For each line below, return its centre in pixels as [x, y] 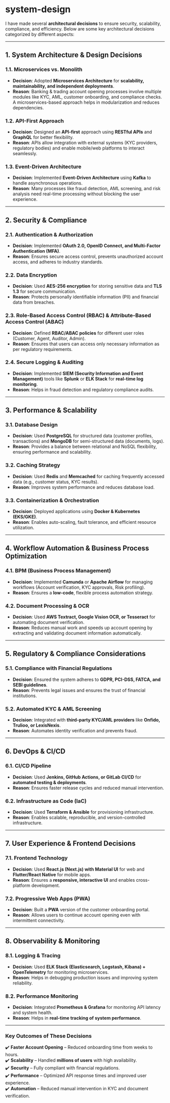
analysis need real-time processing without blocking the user [76, 194]
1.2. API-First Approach [35, 121]
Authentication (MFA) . [36, 251]
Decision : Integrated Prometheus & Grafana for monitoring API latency [87, 1007]
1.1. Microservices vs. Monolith [44, 70]
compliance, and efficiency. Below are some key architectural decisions [80, 28]
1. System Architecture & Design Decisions [74, 55]
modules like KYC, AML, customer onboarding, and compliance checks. [87, 97]
